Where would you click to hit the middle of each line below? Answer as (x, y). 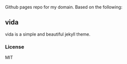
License (15, 47)
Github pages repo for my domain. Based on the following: (64, 7)
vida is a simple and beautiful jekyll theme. (48, 34)
